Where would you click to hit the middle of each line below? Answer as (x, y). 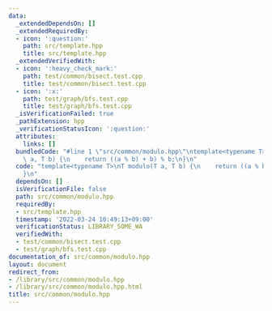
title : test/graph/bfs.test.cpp (77, 106)
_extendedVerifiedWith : (55, 62)
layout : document (38, 264)
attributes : (36, 136)
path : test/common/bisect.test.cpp (83, 76)
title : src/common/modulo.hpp (59, 295)
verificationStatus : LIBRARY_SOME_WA (79, 227)
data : (17, 16)
